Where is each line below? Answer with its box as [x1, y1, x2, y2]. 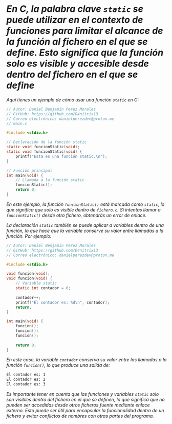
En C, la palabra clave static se [6, 3, 143, 15]
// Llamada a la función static [15, 178, 84, 183]
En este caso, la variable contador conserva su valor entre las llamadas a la [6, 357, 167, 363]
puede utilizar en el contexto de [6, 14, 143, 26]
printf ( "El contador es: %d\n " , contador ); [15, 299, 110, 305]
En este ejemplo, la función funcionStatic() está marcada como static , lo [6, 201, 165, 207]
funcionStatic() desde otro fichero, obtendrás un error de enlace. [6, 212, 147, 218]
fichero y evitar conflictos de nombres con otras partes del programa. [6, 413, 155, 419]
